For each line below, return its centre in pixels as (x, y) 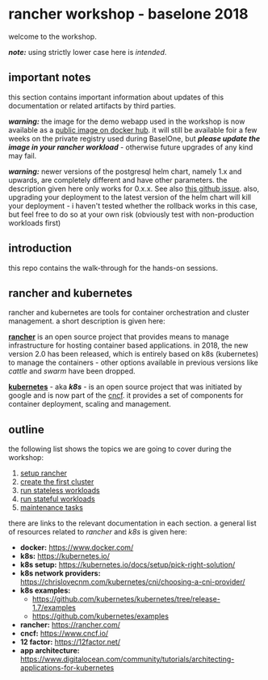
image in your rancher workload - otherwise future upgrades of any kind (131, 147)
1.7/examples (54, 608)
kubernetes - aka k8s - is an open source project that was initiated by (125, 387)
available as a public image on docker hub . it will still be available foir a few (133, 129)
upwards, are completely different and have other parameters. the (118, 180)
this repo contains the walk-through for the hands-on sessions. (113, 268)
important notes (50, 78)
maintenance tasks (51, 508)
